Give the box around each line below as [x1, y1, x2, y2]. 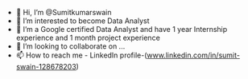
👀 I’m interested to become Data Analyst [15, 16, 150, 26]
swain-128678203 [15, 62, 76, 71]
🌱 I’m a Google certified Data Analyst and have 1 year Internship [15, 25, 228, 34]
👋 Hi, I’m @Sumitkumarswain [15, 8, 112, 17]
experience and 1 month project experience [15, 33, 161, 42]
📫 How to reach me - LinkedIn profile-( [15, 50, 147, 60]
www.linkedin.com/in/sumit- [147, 50, 240, 60]
